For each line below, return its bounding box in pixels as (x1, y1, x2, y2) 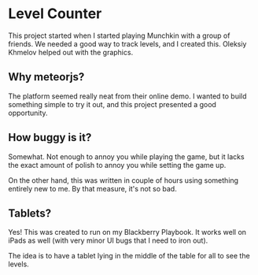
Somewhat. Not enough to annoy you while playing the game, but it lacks (8, 151, 245, 162)
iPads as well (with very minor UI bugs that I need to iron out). (8, 236, 208, 245)
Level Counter (8, 5, 102, 23)
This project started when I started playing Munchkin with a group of (8, 31, 230, 40)
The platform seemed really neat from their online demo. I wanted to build (8, 91, 247, 101)
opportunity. (8, 108, 49, 117)
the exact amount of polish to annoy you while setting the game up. (8, 160, 227, 169)
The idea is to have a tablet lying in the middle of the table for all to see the (8, 251, 250, 261)
